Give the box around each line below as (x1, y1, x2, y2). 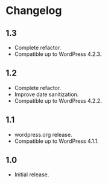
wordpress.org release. (14, 131, 72, 138)
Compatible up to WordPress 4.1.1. (14, 137, 99, 145)
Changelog (5, 4, 62, 18)
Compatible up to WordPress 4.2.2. (14, 97, 102, 104)
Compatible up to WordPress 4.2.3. (14, 50, 102, 58)
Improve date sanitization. (14, 91, 79, 98)
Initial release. (14, 171, 49, 178)
